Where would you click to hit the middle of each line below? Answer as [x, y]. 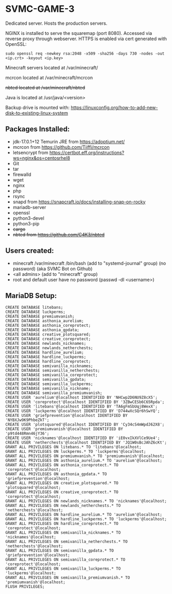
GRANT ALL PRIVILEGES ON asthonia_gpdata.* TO [56, 474]
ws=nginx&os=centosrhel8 [41, 158]
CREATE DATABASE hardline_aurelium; [45, 353]
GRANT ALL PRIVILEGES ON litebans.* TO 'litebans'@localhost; [73, 447]
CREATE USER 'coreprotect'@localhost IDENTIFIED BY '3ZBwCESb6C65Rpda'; [85, 402]
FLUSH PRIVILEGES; [25, 587]
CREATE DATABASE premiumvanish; [40, 317]
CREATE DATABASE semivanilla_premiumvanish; [54, 393]
